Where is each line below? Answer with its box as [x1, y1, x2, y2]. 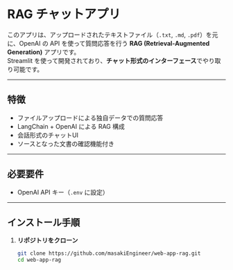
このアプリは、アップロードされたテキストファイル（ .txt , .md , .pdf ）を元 [7, 30, 218, 39]
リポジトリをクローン [17, 236, 78, 244]
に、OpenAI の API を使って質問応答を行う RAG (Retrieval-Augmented [7, 39, 210, 47]
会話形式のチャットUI [17, 131, 78, 139]
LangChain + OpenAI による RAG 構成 [17, 122, 125, 130]
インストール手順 [7, 216, 80, 228]
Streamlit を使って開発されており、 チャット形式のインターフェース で [7, 56, 203, 64]
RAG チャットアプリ [7, 6, 121, 22]
